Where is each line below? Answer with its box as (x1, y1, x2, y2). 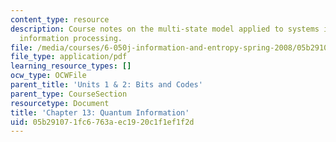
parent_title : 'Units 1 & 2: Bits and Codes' (10, 80, 203, 90)
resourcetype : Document (10, 98, 110, 108)
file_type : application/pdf (10, 52, 128, 62)
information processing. (19, 33, 123, 43)
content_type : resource (10, 14, 110, 25)
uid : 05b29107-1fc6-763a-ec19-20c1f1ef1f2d (10, 117, 195, 127)
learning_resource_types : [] (10, 61, 132, 71)
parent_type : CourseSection (10, 89, 128, 99)
